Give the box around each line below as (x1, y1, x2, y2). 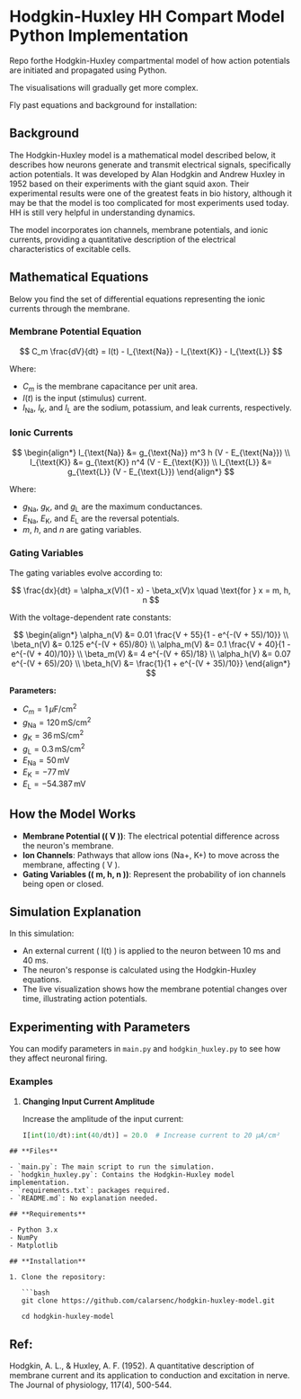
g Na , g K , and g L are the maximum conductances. (22, 501, 203, 514)
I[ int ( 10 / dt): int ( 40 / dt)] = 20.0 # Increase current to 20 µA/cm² (22, 1131, 281, 1140)
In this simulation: (9, 928, 75, 939)
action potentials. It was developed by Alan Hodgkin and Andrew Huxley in (9, 168, 286, 179)
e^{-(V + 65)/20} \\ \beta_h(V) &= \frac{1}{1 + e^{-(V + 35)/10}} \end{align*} (11, 658, 291, 668)
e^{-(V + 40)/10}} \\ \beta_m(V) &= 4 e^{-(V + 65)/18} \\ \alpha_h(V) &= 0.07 (11, 648, 291, 659)
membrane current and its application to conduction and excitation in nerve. (9, 1370, 290, 1381)
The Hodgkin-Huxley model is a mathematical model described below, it (9, 149, 276, 160)
